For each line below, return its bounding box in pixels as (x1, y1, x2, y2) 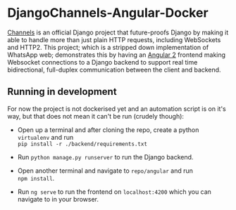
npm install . (17, 173, 55, 182)
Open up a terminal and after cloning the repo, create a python (17, 125, 199, 134)
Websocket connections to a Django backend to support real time (7, 58, 198, 66)
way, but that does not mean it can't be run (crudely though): (7, 112, 185, 120)
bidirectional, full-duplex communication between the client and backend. (7, 65, 221, 74)
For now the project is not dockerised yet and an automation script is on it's (7, 104, 227, 113)
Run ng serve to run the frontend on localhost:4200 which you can (17, 188, 211, 196)
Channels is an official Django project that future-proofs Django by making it (7, 28, 229, 37)
